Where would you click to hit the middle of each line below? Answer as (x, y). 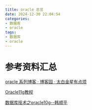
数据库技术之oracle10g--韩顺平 (36, 102)
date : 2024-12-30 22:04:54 (33, 14)
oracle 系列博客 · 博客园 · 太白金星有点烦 (46, 82)
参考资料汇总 (31, 67)
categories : (17, 19)
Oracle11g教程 (19, 92)
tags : (11, 32)
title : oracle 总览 (24, 10)
